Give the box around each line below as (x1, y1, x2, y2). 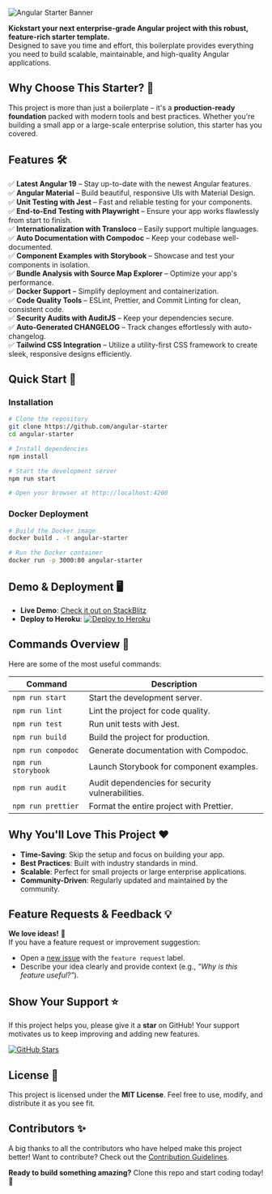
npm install (8, 452, 49, 460)
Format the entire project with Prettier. (88, 800, 233, 811)
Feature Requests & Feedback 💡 (8, 907, 172, 921)
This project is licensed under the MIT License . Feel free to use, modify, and (8, 1089, 263, 1099)
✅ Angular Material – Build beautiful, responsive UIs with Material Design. (8, 187, 256, 198)
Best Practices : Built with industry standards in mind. (19, 858, 198, 867)
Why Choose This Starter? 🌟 (8, 81, 154, 95)
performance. (8, 277, 54, 287)
